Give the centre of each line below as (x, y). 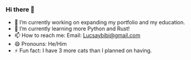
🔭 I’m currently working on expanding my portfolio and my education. (99, 23)
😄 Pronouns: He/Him (40, 44)
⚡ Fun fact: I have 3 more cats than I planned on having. (83, 50)
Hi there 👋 (20, 10)
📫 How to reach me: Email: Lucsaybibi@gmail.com (77, 36)
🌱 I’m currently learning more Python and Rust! (72, 29)
